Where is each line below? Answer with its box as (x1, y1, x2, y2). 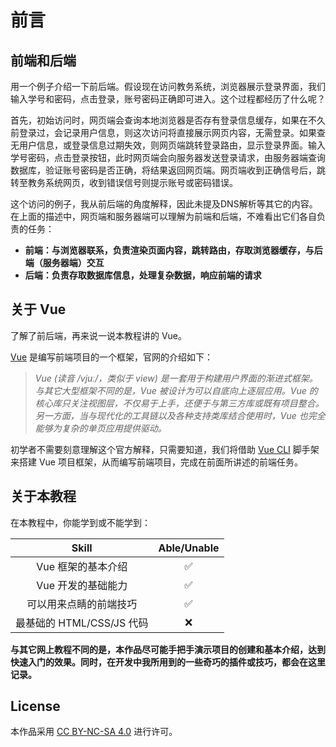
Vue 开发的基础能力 (36, 578, 128, 592)
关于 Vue (10, 301, 67, 318)
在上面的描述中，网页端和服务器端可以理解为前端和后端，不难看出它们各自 (10, 211, 317, 222)
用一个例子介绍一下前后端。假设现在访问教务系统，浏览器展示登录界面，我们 (10, 81, 326, 92)
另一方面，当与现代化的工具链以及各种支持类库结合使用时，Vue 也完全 (34, 409, 326, 421)
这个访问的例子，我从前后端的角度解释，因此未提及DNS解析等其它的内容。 (10, 198, 318, 210)
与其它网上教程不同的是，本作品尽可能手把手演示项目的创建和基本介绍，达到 (10, 643, 326, 655)
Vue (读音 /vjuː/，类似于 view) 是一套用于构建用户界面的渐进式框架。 (34, 372, 318, 384)
